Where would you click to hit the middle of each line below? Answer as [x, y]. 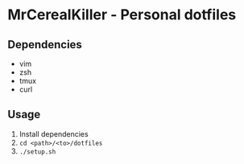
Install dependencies [54, 133]
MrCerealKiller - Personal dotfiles [122, 15]
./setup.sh [37, 152]
